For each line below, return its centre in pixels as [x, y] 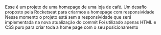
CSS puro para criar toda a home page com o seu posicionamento [72, 27]
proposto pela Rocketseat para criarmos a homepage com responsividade [80, 12]
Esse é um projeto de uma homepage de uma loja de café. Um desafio [76, 7]
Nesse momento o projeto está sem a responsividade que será [68, 17]
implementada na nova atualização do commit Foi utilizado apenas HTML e [81, 22]
